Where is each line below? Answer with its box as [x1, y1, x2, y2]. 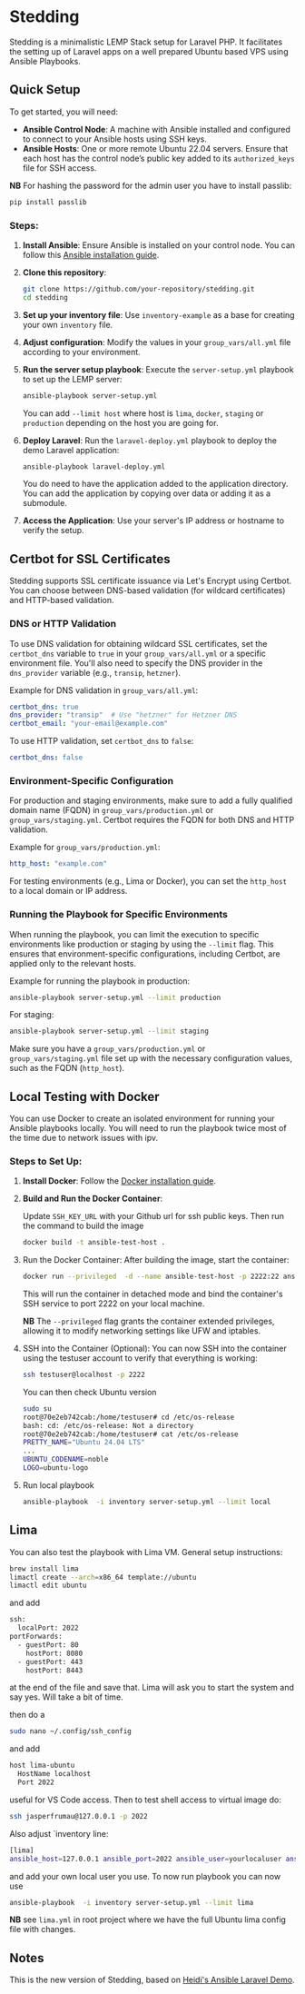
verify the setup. [22, 525, 84, 536]
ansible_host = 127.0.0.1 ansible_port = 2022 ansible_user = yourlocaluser [9, 1854, 282, 1863]
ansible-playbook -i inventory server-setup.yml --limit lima [9, 1898, 254, 1907]
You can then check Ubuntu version [22, 1386, 157, 1397]
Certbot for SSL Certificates [9, 551, 171, 567]
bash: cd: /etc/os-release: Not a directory [22, 1421, 194, 1430]
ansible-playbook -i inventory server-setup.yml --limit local [22, 1497, 271, 1506]
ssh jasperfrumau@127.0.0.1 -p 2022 [9, 1811, 148, 1820]
